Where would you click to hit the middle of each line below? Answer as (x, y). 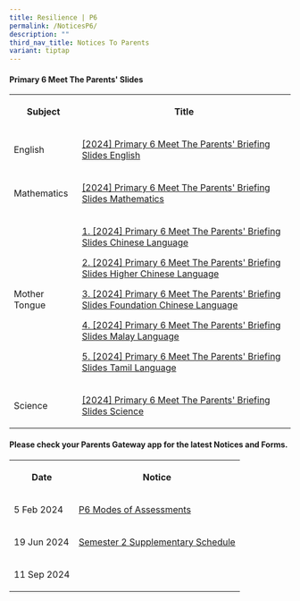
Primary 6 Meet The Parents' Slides (76, 79)
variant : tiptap (39, 51)
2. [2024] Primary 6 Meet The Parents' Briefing (181, 263)
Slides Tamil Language (129, 368)
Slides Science (113, 411)
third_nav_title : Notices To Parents (79, 42)
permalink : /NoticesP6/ (54, 26)
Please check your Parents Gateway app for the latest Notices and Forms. (149, 444)
